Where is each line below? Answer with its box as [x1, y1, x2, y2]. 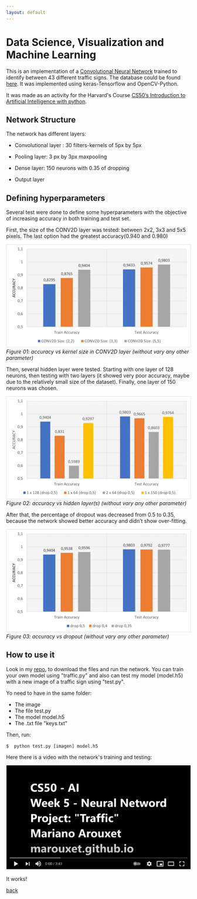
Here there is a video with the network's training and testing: [6, 754, 152, 761]
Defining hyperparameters [6, 193, 106, 203]
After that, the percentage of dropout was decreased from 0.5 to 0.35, [6, 511, 175, 518]
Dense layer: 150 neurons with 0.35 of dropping [14, 165, 130, 172]
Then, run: [6, 731, 31, 738]
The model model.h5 [14, 713, 65, 721]
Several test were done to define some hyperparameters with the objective [6, 209, 187, 216]
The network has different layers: [6, 130, 86, 138]
